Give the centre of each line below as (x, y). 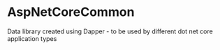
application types (32, 38)
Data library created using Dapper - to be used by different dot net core (110, 31)
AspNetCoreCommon (71, 12)
